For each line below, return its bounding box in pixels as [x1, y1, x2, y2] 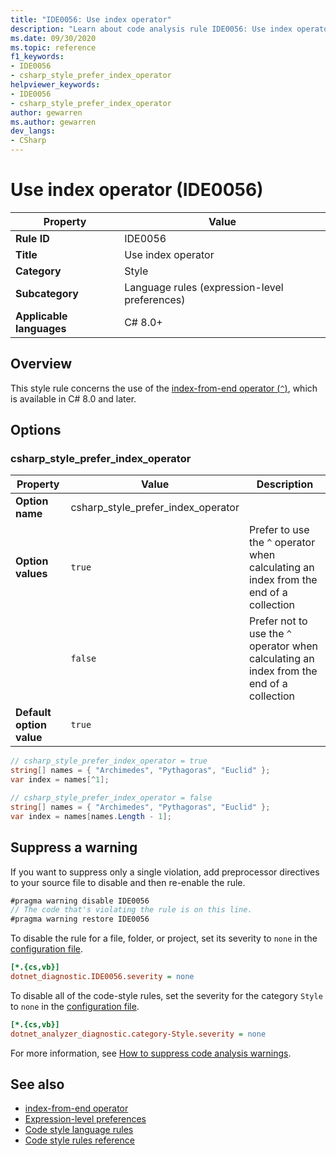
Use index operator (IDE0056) [10, 179, 264, 201]
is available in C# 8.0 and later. [10, 392, 137, 405]
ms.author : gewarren [10, 117, 97, 127]
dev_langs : [10, 126, 56, 136]
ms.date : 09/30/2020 [10, 33, 97, 43]
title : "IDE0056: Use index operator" [10, 14, 172, 25]
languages [15, 321, 67, 335]
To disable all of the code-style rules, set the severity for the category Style [10, 989, 323, 1001]
